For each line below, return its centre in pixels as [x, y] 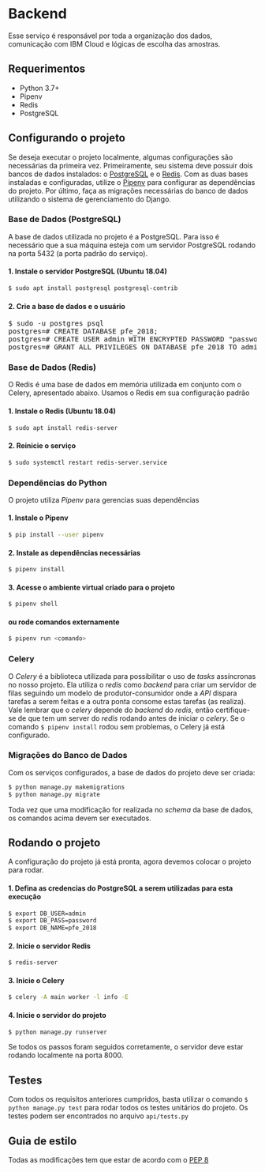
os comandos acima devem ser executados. [80, 818]
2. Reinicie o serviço [42, 446]
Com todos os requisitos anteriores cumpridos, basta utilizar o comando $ [128, 1099]
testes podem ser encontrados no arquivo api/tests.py [99, 1116]
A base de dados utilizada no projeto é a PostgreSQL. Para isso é [114, 236]
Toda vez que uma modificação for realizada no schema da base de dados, [131, 809]
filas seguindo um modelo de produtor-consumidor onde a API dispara [123, 693]
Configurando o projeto [67, 138]
